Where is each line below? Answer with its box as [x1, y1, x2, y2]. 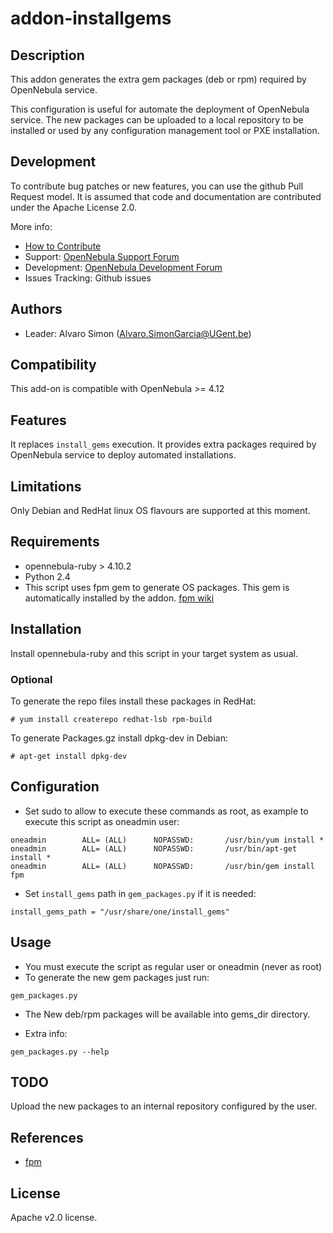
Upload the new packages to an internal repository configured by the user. [10, 1100, 318, 1112]
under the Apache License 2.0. [10, 201, 138, 213]
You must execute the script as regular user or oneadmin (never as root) [24, 960, 323, 972]
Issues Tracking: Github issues [24, 272, 152, 284]
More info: [10, 220, 53, 232]
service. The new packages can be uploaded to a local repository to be [10, 114, 304, 126]
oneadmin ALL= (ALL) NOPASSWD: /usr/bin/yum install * [10, 835, 325, 845]
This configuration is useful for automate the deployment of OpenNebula [10, 103, 310, 115]
